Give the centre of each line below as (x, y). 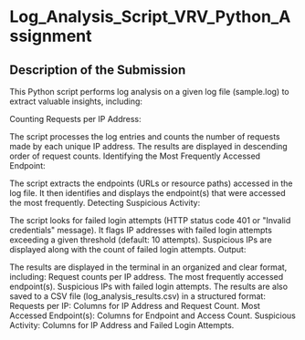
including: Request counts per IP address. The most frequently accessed (147, 277)
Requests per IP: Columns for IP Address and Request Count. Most (135, 306)
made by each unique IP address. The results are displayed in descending (148, 146)
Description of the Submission (98, 70)
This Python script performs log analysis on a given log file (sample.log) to (149, 92)
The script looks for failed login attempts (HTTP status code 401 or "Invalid (150, 220)
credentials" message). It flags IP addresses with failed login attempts (141, 230)
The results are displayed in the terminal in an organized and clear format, (148, 267)
